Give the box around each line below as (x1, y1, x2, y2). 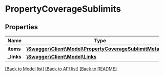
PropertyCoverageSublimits (5, 3, 121, 15)
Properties (5, 23, 38, 31)
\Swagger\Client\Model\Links (26, 54, 97, 60)
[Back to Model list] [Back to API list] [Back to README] (5, 66, 117, 72)
